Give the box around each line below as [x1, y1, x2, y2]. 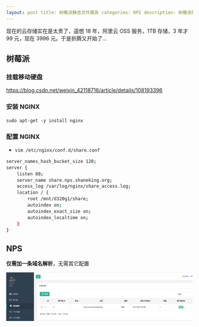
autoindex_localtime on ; [27, 214, 89, 220]
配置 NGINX [6, 132, 40, 140]
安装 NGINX [6, 102, 40, 111]
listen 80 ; [17, 171, 44, 177]
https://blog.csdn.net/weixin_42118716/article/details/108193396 [6, 86, 163, 94]
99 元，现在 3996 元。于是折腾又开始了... [6, 34, 107, 41]
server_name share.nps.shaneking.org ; [17, 177, 113, 183]
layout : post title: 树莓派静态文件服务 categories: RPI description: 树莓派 [6, 9, 192, 15]
